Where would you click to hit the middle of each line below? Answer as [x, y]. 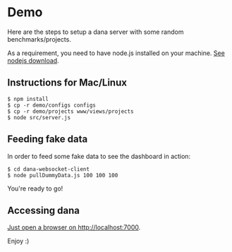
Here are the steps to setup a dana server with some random [96, 32]
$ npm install [28, 99]
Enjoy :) [18, 241]
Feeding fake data [48, 139]
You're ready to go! [35, 188]
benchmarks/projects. [39, 39]
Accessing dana [43, 210]
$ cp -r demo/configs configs [52, 105]
